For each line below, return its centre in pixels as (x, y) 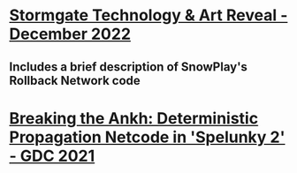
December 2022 (70, 34)
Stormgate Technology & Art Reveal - (148, 15)
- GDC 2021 (52, 156)
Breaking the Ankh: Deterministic (134, 118)
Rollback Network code (75, 80)
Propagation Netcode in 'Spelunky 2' (147, 137)
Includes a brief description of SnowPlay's (128, 67)
